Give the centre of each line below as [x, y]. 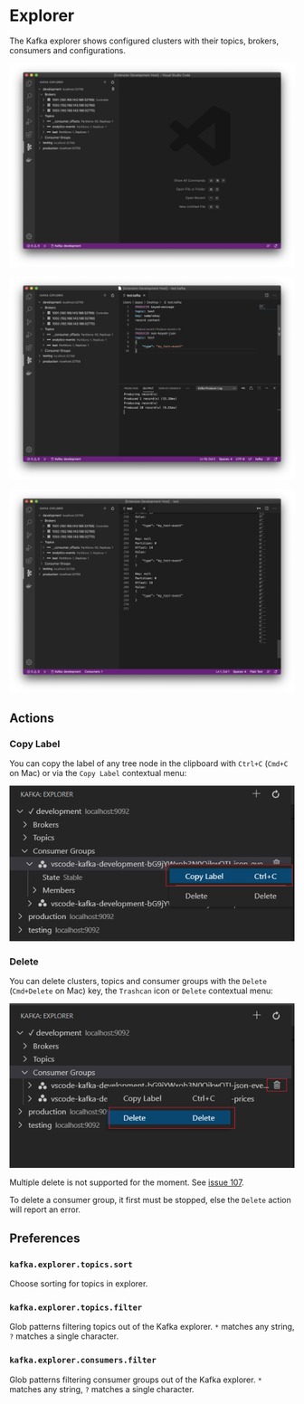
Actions [32, 718]
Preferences [45, 1238]
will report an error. [45, 1210]
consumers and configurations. [68, 50]
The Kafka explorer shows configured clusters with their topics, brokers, [144, 41]
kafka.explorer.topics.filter [76, 1308]
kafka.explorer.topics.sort [71, 1264]
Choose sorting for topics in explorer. [79, 1284]
